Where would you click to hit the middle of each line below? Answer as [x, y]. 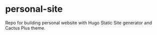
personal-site [34, 9]
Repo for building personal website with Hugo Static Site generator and [78, 23]
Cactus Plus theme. [25, 28]
